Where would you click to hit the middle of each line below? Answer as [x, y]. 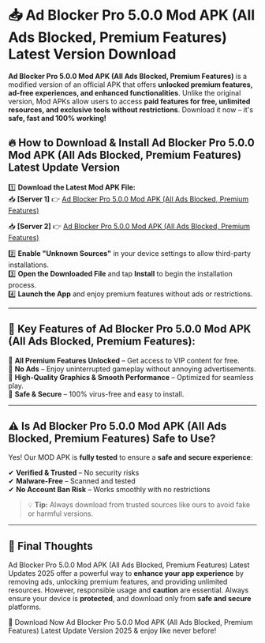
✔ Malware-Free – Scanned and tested [72, 481]
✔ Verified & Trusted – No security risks [74, 473]
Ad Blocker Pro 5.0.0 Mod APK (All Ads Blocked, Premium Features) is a [127, 76]
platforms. [25, 607]
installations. [29, 265]
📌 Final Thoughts [50, 546]
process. [22, 284]
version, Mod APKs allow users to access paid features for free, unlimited [129, 101]
